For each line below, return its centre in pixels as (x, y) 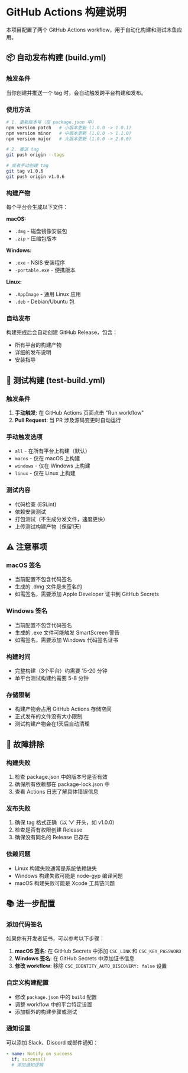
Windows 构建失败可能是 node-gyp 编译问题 (69, 875)
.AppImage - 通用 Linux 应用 (48, 294)
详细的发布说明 (33, 352)
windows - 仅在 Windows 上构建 (52, 466)
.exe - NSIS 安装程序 (40, 263)
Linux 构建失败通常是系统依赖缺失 (56, 868)
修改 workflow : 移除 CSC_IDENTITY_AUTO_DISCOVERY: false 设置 (91, 966)
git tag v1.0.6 (25, 171)
